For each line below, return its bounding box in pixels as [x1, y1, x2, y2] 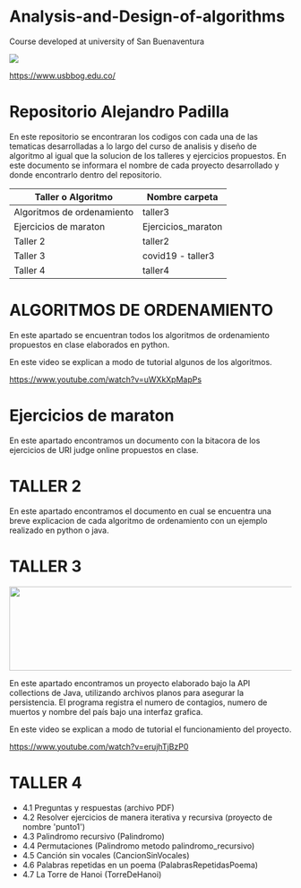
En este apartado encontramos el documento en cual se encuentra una [9, 505, 271, 517]
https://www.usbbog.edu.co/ [9, 70, 116, 81]
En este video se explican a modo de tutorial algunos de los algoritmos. [9, 356, 272, 367]
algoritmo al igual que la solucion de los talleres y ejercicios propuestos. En [9, 150, 287, 161]
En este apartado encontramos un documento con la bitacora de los [9, 435, 261, 446]
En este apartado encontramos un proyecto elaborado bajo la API [9, 677, 251, 688]
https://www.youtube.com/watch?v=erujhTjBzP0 [9, 741, 189, 752]
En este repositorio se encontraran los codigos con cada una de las [9, 131, 258, 142]
